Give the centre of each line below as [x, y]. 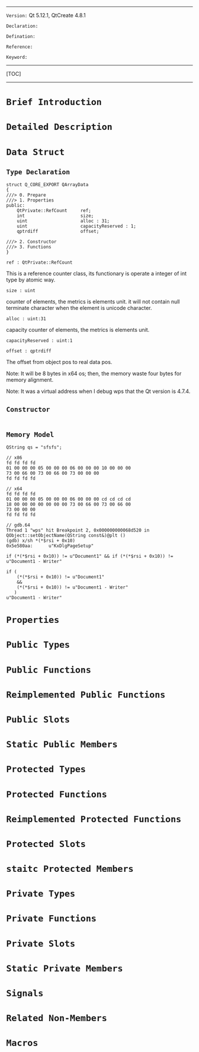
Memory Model [30, 434]
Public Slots [38, 719]
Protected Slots [46, 844]
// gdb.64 [18, 525]
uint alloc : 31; [63, 221]
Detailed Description [59, 127]
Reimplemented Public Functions [86, 694]
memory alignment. [30, 380]
